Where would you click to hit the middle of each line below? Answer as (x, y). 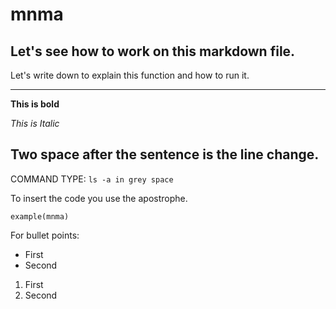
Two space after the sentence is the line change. (165, 154)
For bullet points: (45, 235)
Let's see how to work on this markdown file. (153, 51)
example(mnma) (40, 216)
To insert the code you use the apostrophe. (99, 198)
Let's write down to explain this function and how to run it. (130, 75)
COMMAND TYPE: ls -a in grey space (92, 179)
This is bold (35, 104)
